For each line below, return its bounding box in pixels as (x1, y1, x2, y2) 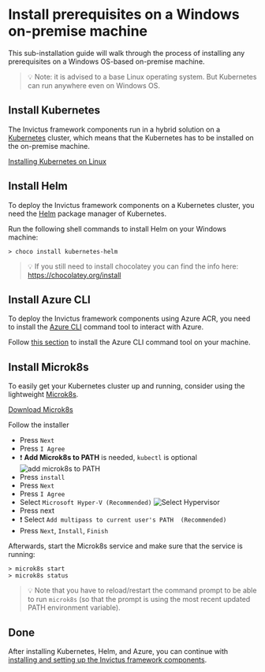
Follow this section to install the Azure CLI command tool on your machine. (8, 337, 251, 347)
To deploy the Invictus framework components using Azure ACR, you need (8, 314, 251, 324)
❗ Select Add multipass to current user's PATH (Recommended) (19, 514, 227, 525)
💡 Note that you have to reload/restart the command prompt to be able (27, 585, 257, 596)
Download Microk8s (8, 405, 73, 414)
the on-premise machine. (8, 141, 91, 150)
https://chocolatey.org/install (27, 270, 121, 280)
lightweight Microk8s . (8, 390, 79, 399)
